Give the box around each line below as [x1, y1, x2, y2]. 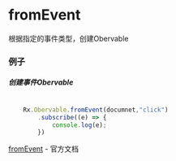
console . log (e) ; [51, 120, 107, 129]
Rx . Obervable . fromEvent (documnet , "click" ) [23, 106, 169, 114]
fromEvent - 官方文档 [8, 144, 79, 154]
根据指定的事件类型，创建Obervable [8, 33, 129, 43]
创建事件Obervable [8, 77, 74, 87]
